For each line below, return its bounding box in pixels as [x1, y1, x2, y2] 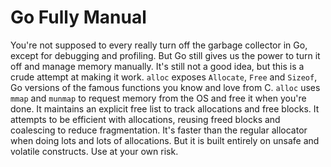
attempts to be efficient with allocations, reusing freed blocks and [10, 113, 281, 125]
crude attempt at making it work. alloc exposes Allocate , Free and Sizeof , [10, 71, 318, 83]
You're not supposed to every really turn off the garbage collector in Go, [10, 39, 308, 51]
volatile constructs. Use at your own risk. [10, 145, 179, 157]
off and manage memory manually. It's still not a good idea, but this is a [10, 60, 305, 72]
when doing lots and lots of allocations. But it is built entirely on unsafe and [10, 134, 320, 146]
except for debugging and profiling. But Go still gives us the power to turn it [10, 49, 321, 61]
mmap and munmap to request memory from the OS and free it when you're [10, 92, 307, 104]
